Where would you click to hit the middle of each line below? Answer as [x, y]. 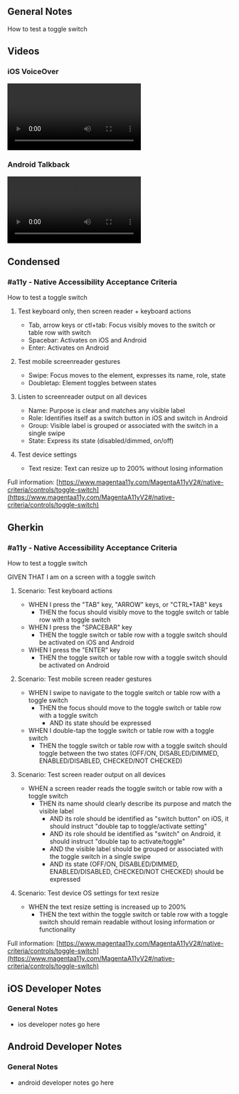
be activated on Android [74, 665]
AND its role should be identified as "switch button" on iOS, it [139, 819]
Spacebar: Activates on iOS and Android [87, 340]
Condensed [34, 262]
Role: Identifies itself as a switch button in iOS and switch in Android [128, 418]
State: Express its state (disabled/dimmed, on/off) [101, 441]
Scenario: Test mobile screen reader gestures [85, 679]
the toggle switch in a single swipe [100, 857]
